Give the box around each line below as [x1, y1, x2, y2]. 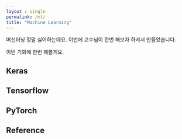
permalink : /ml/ [6, 14, 46, 20]
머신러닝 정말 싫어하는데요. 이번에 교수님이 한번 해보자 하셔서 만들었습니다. [6, 36, 177, 43]
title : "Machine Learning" [6, 19, 72, 25]
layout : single [6, 8, 46, 15]
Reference [6, 125, 45, 135]
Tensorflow [6, 86, 49, 96]
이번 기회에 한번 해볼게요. [6, 48, 64, 55]
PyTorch [6, 106, 37, 116]
